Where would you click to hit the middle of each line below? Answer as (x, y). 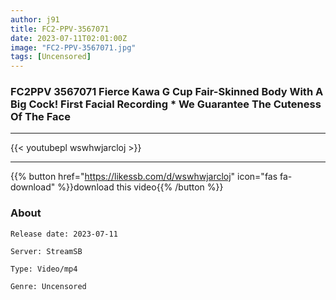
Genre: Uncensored (48, 286)
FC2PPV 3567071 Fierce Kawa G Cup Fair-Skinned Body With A (167, 92)
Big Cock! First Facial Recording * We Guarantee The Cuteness (166, 104)
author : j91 (35, 19)
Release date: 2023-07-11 (64, 234)
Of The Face (40, 117)
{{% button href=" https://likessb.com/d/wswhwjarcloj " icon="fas (144, 177)
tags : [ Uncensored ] (51, 57)
